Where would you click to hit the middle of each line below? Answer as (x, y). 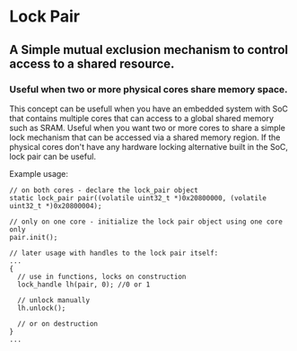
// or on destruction (58, 324)
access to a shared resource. (92, 63)
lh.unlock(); (42, 308)
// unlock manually (54, 300)
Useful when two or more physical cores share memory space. (149, 89)
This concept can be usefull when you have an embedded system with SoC (149, 109)
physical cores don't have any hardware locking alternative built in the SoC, (149, 146)
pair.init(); (34, 237)
